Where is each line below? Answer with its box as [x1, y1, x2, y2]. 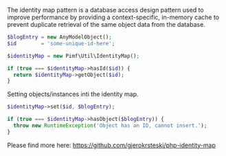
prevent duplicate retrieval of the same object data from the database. [7, 21, 206, 28]
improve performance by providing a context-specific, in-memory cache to [7, 13, 220, 21]
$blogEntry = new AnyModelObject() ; [7, 34, 112, 41]
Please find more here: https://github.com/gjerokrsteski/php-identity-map [7, 141, 216, 149]
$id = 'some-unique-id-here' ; [7, 40, 115, 47]
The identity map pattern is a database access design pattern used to [7, 6, 204, 14]
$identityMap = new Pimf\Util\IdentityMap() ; [7, 52, 139, 59]
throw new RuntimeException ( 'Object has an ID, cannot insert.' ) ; [13, 122, 207, 129]
